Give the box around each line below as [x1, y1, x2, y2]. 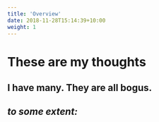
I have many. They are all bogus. [7, 82, 153, 94]
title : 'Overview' [7, 10, 61, 18]
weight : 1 [7, 23, 37, 30]
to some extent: [7, 106, 78, 118]
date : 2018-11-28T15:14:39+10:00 [7, 17, 106, 24]
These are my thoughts [7, 54, 146, 70]
